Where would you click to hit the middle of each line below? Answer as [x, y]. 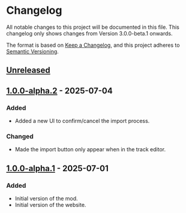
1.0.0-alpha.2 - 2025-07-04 [59, 91]
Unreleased [28, 70]
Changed [20, 136]
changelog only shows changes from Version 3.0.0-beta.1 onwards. [89, 33]
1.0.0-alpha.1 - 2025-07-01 [58, 168]
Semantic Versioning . [32, 51]
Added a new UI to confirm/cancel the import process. [82, 121]
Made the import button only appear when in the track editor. [90, 149]
